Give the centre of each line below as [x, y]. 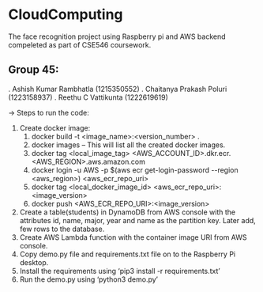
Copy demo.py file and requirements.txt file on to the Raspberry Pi [127, 254]
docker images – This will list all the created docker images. [128, 145]
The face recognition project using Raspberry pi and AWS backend [117, 36]
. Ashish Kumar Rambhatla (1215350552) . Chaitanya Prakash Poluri [118, 89]
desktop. [34, 262]
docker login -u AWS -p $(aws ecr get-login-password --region [135, 170]
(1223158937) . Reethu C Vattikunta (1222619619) [88, 97]
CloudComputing [66, 15]
